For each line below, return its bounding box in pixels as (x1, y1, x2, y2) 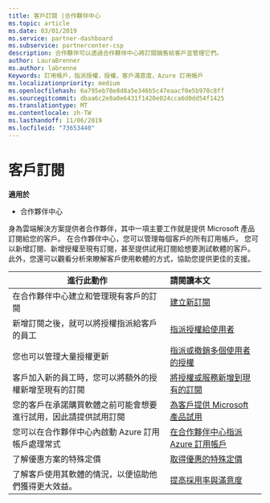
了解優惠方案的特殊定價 (12, 453, 102, 464)
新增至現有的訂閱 (20, 384, 86, 395)
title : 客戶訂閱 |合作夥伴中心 (8, 11, 101, 20)
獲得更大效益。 (20, 480, 78, 492)
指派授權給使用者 (170, 324, 235, 335)
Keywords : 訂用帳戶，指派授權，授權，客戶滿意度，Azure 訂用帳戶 (8, 72, 204, 80)
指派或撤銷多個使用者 (170, 344, 251, 356)
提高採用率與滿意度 (170, 474, 243, 485)
